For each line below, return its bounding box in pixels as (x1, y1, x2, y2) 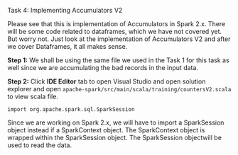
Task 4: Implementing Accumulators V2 (7, 6, 123, 14)
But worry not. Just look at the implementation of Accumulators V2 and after (7, 35, 231, 43)
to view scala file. (7, 92, 59, 101)
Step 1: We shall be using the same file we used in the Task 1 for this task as (7, 56, 229, 64)
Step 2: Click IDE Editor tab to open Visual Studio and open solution (7, 77, 206, 86)
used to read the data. (7, 141, 72, 149)
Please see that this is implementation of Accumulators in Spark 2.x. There (7, 20, 226, 28)
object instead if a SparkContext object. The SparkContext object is (7, 126, 205, 134)
